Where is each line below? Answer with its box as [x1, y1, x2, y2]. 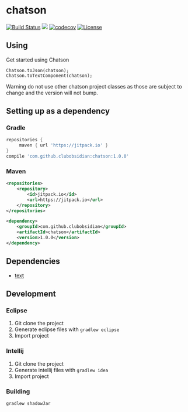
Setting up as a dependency [6, 106, 110, 116]
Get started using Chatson [6, 56, 69, 63]
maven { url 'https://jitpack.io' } [19, 142, 109, 148]
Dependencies [6, 256, 60, 267]
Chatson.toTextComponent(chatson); [6, 73, 93, 79]
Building [6, 387, 30, 396]
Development [6, 289, 57, 299]
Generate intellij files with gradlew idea [14, 366, 109, 373]
